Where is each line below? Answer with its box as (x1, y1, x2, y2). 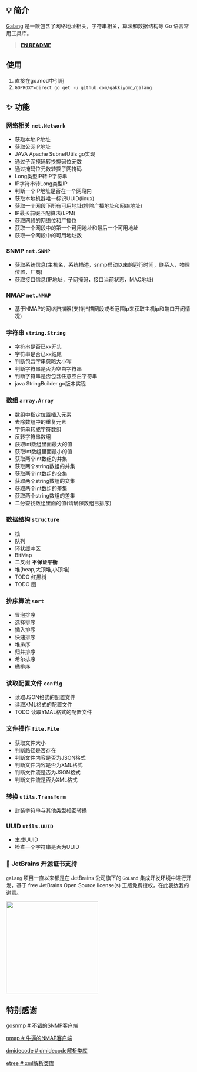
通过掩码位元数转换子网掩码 (14, 165, 82, 172)
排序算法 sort (6, 597, 44, 605)
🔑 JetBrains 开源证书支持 (6, 859, 78, 868)
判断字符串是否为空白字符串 (14, 365, 82, 372)
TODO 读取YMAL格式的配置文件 (14, 708, 92, 715)
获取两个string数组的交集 (14, 477, 75, 484)
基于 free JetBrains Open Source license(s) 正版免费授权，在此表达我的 (16, 881, 189, 888)
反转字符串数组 (14, 433, 51, 440)
